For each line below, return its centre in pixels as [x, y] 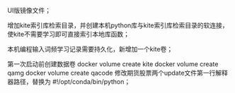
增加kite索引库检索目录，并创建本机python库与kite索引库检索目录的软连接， [118, 25]
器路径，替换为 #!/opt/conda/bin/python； [69, 82]
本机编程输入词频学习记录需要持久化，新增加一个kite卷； [90, 49]
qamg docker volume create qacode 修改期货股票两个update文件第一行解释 [118, 73]
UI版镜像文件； [29, 10]
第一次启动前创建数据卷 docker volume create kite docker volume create [113, 64]
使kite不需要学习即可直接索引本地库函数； [68, 34]
